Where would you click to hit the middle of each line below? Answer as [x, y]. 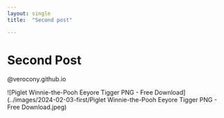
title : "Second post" [40, 20]
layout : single [29, 13]
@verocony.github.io [37, 79]
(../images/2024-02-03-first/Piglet [56, 100]
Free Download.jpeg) [37, 107]
